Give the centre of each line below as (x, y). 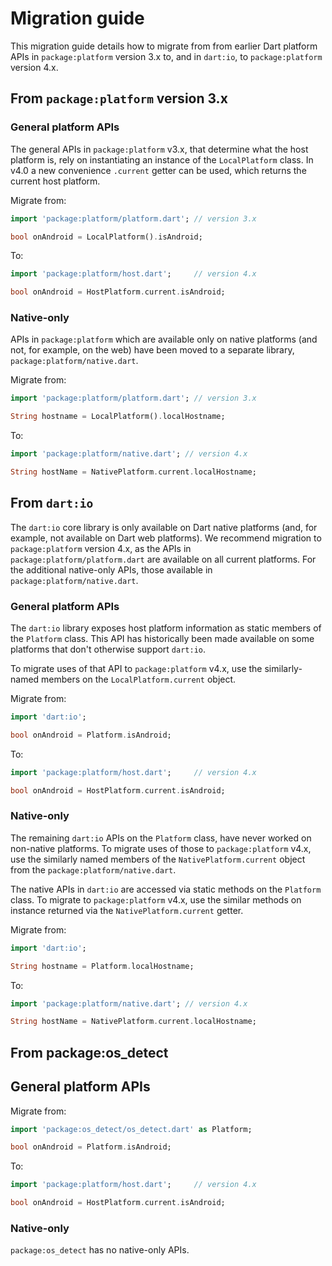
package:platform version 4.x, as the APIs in (101, 548)
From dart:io (52, 503)
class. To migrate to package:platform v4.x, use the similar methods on (156, 899)
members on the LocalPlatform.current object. (139, 679)
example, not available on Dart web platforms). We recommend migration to (166, 538)
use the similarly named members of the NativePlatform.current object (158, 859)
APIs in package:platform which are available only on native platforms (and (164, 339)
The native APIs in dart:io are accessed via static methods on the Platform (166, 889)
